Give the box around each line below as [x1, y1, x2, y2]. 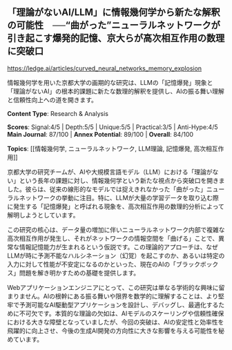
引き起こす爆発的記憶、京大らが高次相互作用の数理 [7, 32, 225, 44]
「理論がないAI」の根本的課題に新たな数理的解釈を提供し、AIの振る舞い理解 [7, 87, 224, 95]
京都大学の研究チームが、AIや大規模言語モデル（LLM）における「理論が [7, 168, 213, 176]
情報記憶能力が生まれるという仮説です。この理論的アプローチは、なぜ [19, 242, 219, 251]
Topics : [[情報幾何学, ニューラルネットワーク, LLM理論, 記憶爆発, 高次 [7, 144, 206, 153]
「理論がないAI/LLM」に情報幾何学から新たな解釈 [7, 6, 221, 19]
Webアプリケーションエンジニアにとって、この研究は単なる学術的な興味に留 [7, 283, 225, 291]
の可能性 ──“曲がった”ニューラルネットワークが [7, 19, 221, 31]
